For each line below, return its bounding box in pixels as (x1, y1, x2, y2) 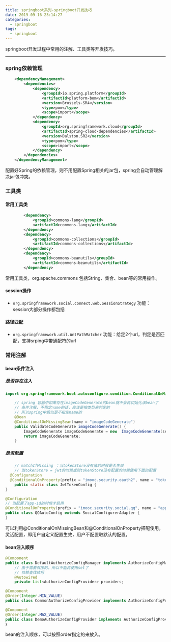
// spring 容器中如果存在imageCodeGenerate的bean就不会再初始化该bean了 (14, 400, 159, 406)
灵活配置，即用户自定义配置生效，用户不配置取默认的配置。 (5, 531, 130, 537)
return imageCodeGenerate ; (23, 434, 81, 439)
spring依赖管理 (5, 64, 43, 72)
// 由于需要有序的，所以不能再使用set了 (14, 565, 89, 570)
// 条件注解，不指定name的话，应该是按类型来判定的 (14, 405, 110, 410)
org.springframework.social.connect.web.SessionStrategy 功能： (12, 300, 151, 306)
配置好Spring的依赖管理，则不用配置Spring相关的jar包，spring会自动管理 (5, 167, 159, 174)
